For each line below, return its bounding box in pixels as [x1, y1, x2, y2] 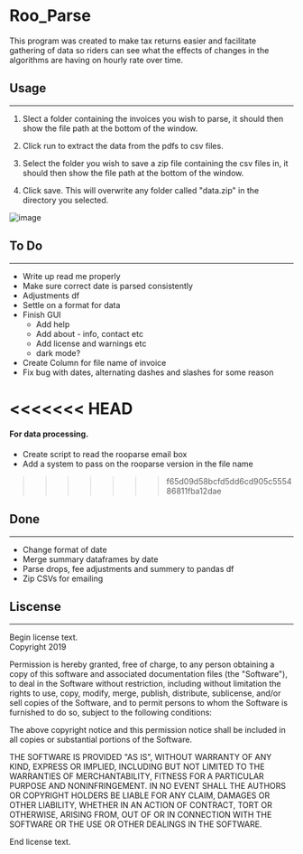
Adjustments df [22, 290, 79, 301]
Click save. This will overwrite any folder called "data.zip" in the [22, 184, 260, 195]
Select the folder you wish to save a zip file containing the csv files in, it [22, 157, 289, 168]
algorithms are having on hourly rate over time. [9, 54, 183, 65]
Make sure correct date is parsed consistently [22, 280, 194, 291]
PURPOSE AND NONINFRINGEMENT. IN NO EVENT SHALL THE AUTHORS [9, 780, 287, 791]
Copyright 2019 [9, 641, 67, 652]
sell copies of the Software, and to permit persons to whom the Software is [9, 697, 289, 708]
